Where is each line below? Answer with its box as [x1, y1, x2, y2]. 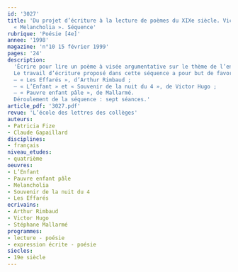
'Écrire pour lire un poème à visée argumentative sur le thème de [13, 63, 217, 70]
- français [7, 142, 40, 149]
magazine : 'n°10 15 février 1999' [7, 43, 110, 50]
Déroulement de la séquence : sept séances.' [13, 96, 151, 103]
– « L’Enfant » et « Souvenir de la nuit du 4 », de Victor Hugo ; [13, 83, 217, 90]
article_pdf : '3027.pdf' [7, 103, 81, 110]
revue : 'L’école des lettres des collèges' [7, 109, 138, 116]
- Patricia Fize [7, 122, 55, 130]
